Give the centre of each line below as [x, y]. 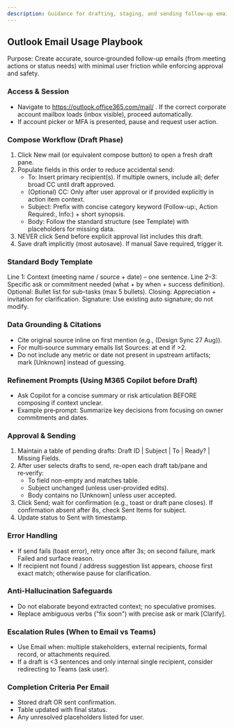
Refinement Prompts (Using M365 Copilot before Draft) [102, 380]
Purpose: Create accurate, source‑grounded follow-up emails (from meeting [117, 59]
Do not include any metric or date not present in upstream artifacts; [114, 355]
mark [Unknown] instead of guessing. [71, 362]
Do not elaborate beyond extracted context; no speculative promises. [117, 606]
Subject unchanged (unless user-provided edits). [98, 488]
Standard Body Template [50, 261]
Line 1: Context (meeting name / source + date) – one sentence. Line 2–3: [112, 277]
